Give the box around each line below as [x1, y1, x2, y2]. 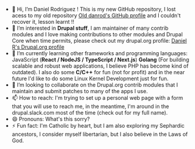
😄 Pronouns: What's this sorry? [11, 116, 90, 122]
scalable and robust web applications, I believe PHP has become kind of [11, 62, 189, 69]
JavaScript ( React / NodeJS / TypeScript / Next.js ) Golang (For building [11, 56, 189, 63]
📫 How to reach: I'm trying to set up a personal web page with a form [11, 94, 183, 101]
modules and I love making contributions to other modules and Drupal [11, 31, 183, 38]
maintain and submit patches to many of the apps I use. [11, 88, 148, 94]
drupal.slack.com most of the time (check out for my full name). [11, 109, 168, 116]
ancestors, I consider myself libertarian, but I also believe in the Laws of [11, 131, 188, 138]
